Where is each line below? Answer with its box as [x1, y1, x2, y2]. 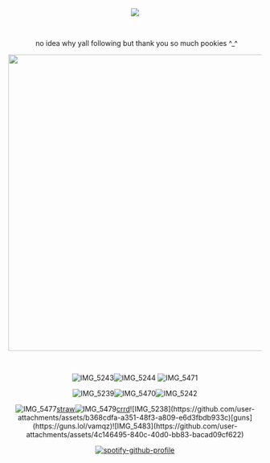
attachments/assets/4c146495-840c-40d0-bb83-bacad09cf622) [26, 430, 244, 439]
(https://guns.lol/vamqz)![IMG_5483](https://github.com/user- [32, 421, 238, 431]
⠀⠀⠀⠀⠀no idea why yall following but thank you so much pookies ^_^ [9, 39, 239, 47]
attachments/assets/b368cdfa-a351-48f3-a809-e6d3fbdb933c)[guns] [17, 413, 253, 422]
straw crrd [55, 404, 131, 413]
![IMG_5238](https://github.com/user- [129, 404, 256, 413]
